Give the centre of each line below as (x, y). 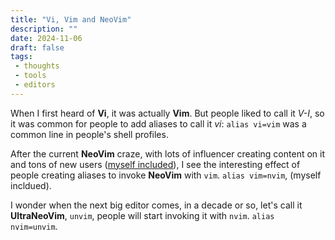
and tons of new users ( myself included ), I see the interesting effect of (155, 164)
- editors (35, 85)
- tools (30, 76)
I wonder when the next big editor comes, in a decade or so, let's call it (156, 205)
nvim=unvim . (34, 226)
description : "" (44, 29)
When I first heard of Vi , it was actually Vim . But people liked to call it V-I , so (167, 113)
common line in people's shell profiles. (89, 134)
